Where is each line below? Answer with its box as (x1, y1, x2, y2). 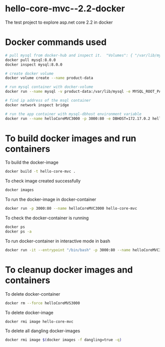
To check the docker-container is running (5, 215, 89, 221)
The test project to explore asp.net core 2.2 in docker (5, 19, 113, 25)
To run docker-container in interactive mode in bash (5, 238, 110, 244)
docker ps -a (5, 229, 32, 234)
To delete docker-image (5, 309, 54, 315)
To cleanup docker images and (5, 264, 133, 275)
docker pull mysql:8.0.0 (5, 57, 56, 62)
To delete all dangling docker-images (5, 328, 80, 334)
